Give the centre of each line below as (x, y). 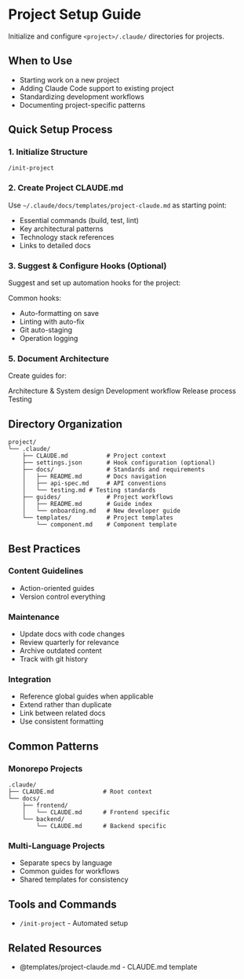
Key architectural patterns (61, 229)
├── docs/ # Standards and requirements (114, 470)
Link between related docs (62, 713)
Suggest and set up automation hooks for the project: (95, 283)
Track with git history (54, 659)
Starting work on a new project (69, 79)
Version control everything (62, 596)
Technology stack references (67, 236)
